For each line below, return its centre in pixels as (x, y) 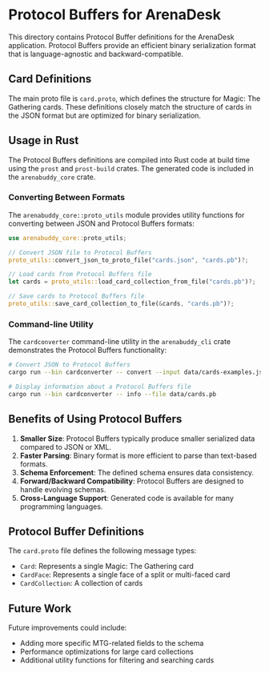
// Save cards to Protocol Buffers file (77, 296)
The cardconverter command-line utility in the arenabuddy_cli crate (119, 342)
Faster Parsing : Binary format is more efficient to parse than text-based (139, 455)
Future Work (40, 609)
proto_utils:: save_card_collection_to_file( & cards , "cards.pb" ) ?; (121, 304)
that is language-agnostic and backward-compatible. (96, 54)
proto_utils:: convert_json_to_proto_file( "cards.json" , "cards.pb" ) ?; (128, 260)
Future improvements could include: (68, 628)
